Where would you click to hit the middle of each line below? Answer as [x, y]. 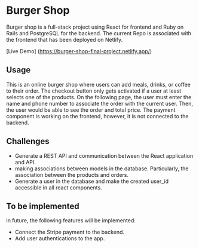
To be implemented [43, 206]
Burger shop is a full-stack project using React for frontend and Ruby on [95, 27]
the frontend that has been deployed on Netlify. [65, 39]
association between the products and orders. [71, 174]
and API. [25, 162]
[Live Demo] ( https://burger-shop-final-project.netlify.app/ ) [79, 51]
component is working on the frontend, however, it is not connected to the [97, 116]
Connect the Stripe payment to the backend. [69, 232]
